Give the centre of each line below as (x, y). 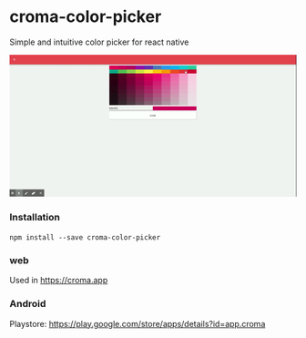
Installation (35, 217)
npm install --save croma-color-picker (85, 238)
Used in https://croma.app (59, 281)
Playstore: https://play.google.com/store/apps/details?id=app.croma (138, 323)
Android (28, 304)
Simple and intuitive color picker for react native (99, 42)
